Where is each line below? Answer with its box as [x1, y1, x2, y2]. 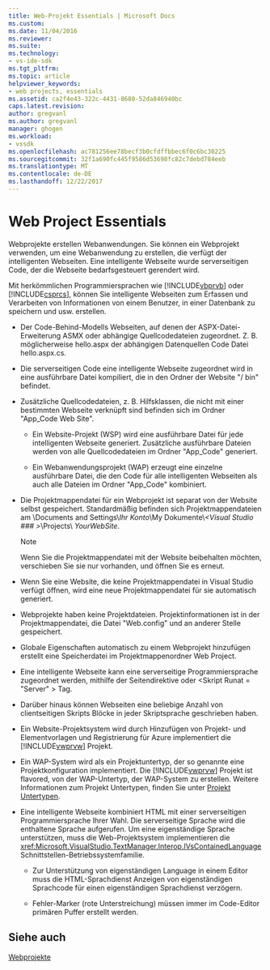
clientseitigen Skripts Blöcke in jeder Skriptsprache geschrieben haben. [19, 708, 259, 717]
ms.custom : [8, 19, 45, 28]
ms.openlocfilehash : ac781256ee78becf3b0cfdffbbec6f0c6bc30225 [8, 147, 226, 155]
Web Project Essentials [8, 212, 167, 231]
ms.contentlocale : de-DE [8, 170, 92, 178]
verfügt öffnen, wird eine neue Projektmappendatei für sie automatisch [19, 585, 257, 595]
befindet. [19, 381, 51, 390]
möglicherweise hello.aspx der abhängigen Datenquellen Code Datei [19, 339, 249, 349]
